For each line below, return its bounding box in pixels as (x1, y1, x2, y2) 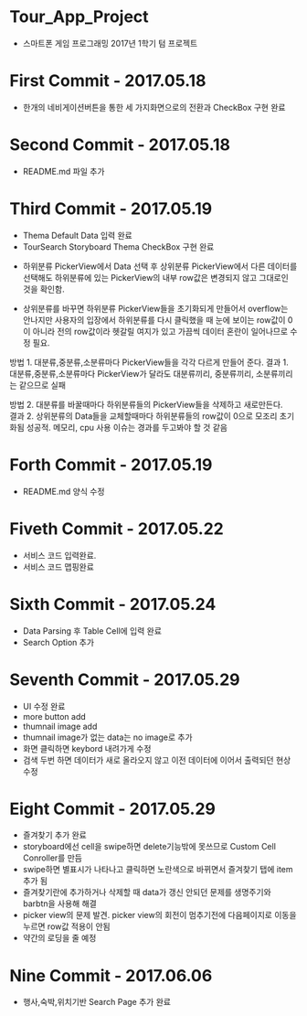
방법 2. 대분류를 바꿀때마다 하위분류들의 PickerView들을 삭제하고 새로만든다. (9, 399, 283, 410)
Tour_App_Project (9, 6, 149, 27)
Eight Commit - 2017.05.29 (9, 798, 217, 819)
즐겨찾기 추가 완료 (22, 829, 87, 840)
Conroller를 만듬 (22, 852, 82, 863)
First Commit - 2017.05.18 (9, 70, 206, 91)
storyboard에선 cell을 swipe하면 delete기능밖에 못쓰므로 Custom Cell (22, 841, 277, 852)
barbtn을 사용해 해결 (22, 898, 98, 909)
